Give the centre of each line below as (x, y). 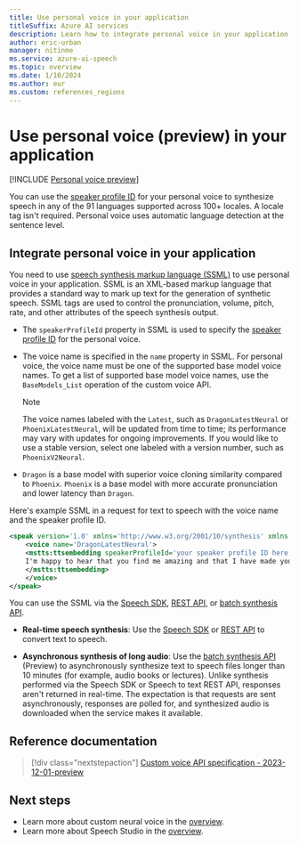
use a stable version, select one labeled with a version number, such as (153, 448)
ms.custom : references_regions (67, 92)
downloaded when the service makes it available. (112, 713)
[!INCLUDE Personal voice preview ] (74, 180)
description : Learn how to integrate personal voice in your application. (151, 34)
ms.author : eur (37, 84)
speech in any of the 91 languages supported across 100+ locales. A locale (146, 207)
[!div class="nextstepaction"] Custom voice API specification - (145, 763)
